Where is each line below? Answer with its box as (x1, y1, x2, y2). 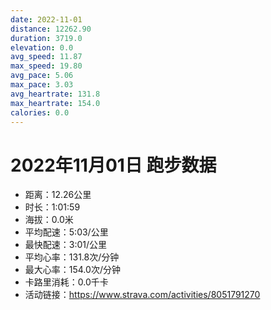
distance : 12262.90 (10, 24, 92, 34)
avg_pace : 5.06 (10, 71, 74, 81)
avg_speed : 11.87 (10, 52, 83, 62)
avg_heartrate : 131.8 (10, 89, 101, 99)
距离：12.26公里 (24, 189, 92, 201)
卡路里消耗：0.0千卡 (24, 276, 109, 288)
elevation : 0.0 (10, 42, 74, 53)
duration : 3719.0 (10, 33, 83, 43)
